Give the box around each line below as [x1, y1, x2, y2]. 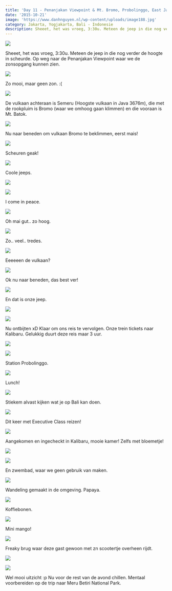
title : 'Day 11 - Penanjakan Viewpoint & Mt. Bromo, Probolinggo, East [5, 7, 161, 13]
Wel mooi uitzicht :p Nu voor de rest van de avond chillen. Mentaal [5, 575, 145, 581]
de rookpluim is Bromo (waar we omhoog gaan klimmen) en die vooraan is [5, 105, 162, 112]
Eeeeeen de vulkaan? [5, 257, 51, 264]
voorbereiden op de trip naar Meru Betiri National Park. [5, 580, 121, 586]
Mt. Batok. [5, 111, 27, 117]
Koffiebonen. [5, 506, 33, 513]
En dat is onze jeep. [5, 297, 47, 303]
